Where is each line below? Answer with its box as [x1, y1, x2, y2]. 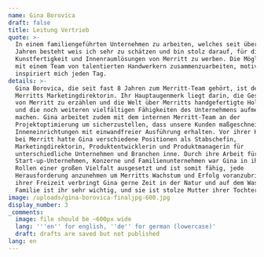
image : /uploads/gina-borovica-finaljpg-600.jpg [8, 194, 170, 201]
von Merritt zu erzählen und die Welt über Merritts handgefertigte [15, 99, 244, 107]
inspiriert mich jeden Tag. [15, 70, 108, 78]
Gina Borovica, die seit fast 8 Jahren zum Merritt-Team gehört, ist [15, 84, 247, 92]
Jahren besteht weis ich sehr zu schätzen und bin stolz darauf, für [15, 48, 247, 56]
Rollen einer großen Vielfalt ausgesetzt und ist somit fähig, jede [15, 165, 244, 172]
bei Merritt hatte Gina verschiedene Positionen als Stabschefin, [15, 135, 237, 143]
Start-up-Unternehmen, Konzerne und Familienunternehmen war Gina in [15, 157, 247, 165]
